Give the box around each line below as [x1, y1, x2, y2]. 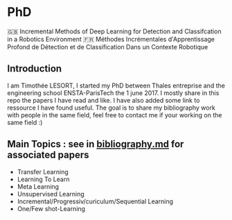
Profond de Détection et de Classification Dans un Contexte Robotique [7, 42, 208, 51]
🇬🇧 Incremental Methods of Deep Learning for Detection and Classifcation [7, 27, 222, 35]
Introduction [7, 63, 62, 75]
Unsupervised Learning [17, 189, 84, 198]
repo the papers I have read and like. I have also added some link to [7, 96, 200, 104]
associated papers [7, 149, 89, 161]
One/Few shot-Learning [17, 204, 85, 212]
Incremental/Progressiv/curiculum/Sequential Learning [17, 197, 174, 205]
